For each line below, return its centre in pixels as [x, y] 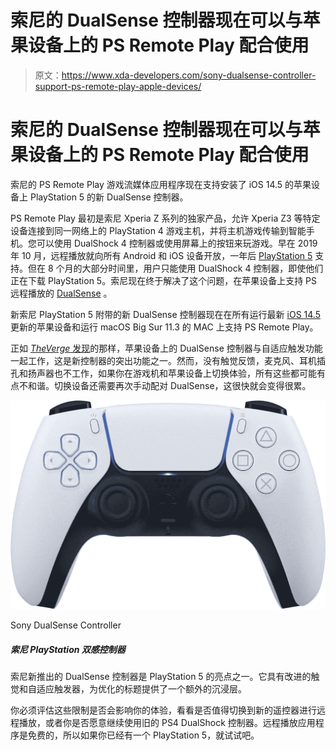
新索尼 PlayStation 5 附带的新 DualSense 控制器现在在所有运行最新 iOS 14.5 [165, 314]
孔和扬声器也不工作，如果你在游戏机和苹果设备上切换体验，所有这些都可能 [163, 373]
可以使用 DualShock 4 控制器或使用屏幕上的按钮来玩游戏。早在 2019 [177, 243]
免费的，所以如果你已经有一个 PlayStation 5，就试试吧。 [143, 735]
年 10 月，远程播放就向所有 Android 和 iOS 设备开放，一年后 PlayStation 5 [161, 255]
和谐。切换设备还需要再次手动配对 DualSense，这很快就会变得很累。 [169, 385]
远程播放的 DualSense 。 [61, 293]
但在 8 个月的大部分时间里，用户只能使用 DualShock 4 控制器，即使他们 [175, 268]
